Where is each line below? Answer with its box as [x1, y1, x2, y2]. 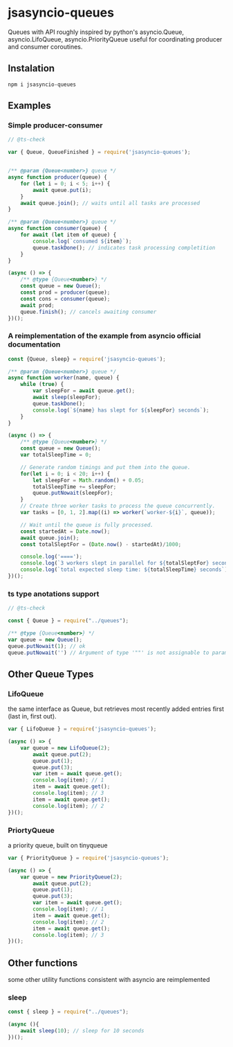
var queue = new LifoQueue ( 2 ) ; [20, 744, 111, 751]
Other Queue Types [8, 668, 94, 680]
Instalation [8, 62, 55, 74]
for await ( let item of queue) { [20, 231, 117, 238]
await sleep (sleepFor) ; [32, 394, 101, 401]
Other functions [8, 957, 78, 969]
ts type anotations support [8, 589, 100, 599]
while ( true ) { [20, 381, 64, 388]
